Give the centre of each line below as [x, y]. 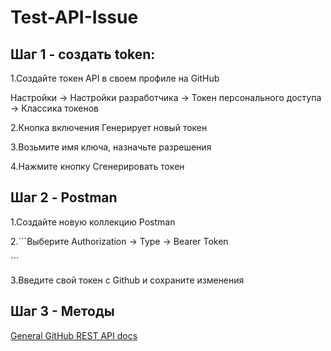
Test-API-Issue [74, 17]
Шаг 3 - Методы [62, 311]
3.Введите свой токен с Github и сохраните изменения [127, 280]
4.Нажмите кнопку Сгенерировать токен [97, 166]
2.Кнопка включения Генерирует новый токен [109, 127]
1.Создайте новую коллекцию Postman [93, 222]
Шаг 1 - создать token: [83, 54]
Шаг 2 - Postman [64, 197]
